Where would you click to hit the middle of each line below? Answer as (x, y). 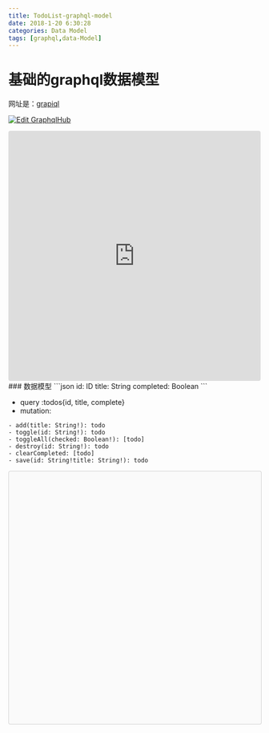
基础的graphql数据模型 (84, 80)
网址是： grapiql (34, 104)
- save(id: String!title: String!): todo (78, 461)
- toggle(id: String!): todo (57, 433)
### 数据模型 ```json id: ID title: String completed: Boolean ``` (108, 387)
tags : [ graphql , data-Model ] (55, 38)
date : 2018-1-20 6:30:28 (50, 23)
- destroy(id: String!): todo (59, 447)
